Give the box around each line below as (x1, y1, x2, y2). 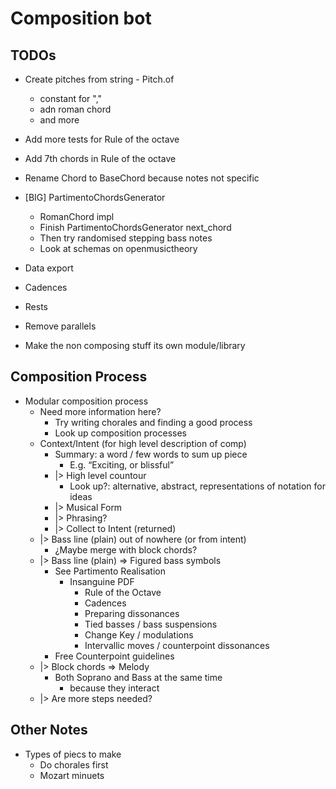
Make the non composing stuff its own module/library (24, 340, 246, 351)
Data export (24, 262, 74, 274)
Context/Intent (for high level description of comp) (39, 437, 247, 449)
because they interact (69, 682, 160, 694)
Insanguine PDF (69, 575, 135, 587)
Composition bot (10, 7, 152, 30)
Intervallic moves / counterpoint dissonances (84, 639, 270, 651)
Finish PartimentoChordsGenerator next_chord (39, 222, 232, 233)
